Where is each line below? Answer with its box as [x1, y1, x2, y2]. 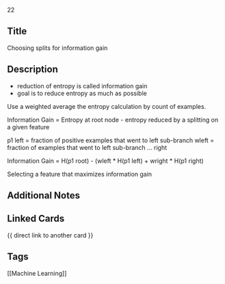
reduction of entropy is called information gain [16, 81, 148, 90]
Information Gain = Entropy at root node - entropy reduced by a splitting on [7, 116, 219, 124]
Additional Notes [7, 190, 81, 201]
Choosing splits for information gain [7, 44, 108, 52]
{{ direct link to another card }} [7, 231, 94, 239]
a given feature [7, 122, 50, 131]
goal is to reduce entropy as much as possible [16, 89, 147, 97]
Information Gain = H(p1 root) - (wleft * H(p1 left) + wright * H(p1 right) [7, 157, 204, 165]
